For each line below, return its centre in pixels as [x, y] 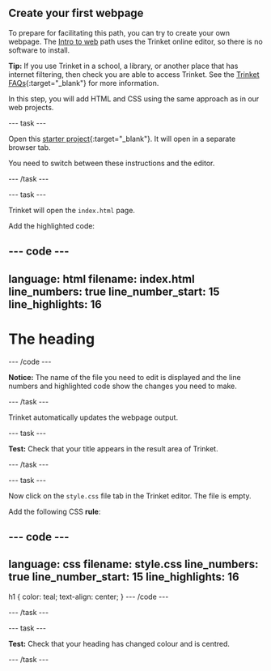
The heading [52, 339]
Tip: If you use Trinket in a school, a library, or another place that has [123, 66]
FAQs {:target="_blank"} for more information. [84, 83]
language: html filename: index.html [102, 279]
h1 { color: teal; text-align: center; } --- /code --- [89, 596]
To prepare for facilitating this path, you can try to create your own [119, 32]
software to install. [39, 50]
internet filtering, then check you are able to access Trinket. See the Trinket [134, 74]
